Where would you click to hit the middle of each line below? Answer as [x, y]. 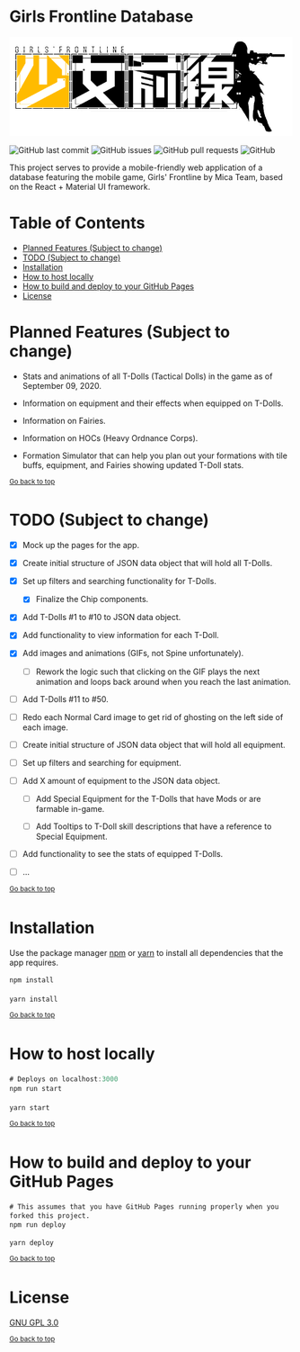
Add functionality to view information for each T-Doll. [121, 635]
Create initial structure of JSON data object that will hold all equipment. [154, 744]
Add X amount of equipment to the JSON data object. [121, 780]
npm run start [36, 1088]
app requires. [34, 962]
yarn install [34, 999]
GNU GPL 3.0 [34, 1322]
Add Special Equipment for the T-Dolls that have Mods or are [148, 798]
